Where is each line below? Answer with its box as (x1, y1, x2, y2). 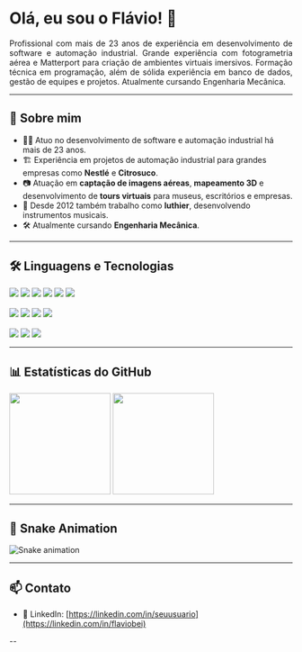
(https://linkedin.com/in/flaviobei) (22, 619, 147, 629)
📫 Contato (9, 580, 72, 595)
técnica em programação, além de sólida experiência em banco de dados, (9, 67, 293, 77)
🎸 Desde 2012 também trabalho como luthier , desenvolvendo (22, 200, 251, 211)
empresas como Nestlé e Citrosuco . (22, 167, 159, 178)
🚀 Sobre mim (9, 111, 83, 126)
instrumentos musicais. (22, 209, 109, 220)
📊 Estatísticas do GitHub (9, 364, 152, 379)
